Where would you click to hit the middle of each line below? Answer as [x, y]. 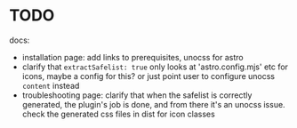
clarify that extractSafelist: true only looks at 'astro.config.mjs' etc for [155, 67]
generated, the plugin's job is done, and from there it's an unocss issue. [154, 104]
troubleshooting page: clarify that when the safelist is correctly [137, 95]
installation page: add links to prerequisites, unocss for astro [132, 57]
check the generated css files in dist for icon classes [118, 114]
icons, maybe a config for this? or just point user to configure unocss [148, 76]
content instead [51, 85]
